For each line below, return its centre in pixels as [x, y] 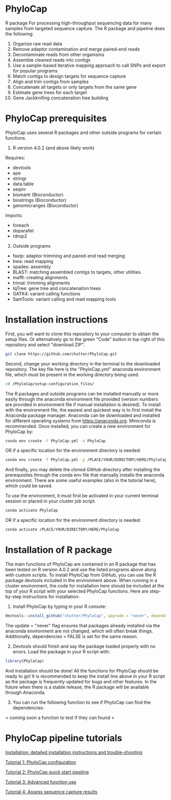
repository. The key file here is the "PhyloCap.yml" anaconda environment [83, 369]
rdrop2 [20, 236]
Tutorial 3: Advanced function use [41, 782]
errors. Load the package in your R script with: [61, 651]
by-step [13, 596]
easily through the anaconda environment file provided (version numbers [82, 399]
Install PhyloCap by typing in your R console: [60, 606]
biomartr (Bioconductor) [38, 195]
